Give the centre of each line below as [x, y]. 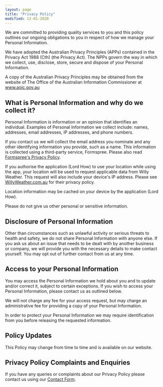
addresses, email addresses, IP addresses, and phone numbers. [69, 132]
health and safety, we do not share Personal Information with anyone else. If [81, 238]
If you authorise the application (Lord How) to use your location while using [80, 167]
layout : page [18, 9]
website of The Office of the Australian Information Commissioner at [73, 82]
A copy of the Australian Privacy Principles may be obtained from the [74, 77]
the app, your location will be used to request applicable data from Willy [77, 172]
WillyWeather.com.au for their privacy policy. [50, 182]
